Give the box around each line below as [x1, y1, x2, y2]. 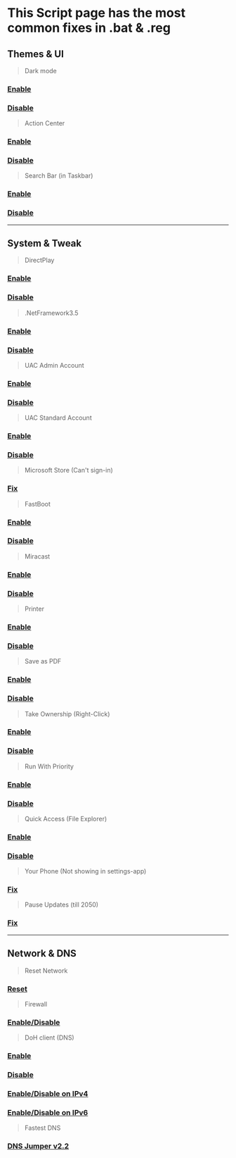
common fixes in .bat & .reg [7, 20, 171, 36]
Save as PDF [24, 657, 62, 666]
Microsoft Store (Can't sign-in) [24, 466, 114, 475]
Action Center [24, 119, 65, 127]
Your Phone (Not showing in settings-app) [24, 867, 147, 876]
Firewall [24, 1000, 48, 1008]
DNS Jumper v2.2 [7, 1141, 70, 1151]
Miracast [24, 552, 51, 561]
